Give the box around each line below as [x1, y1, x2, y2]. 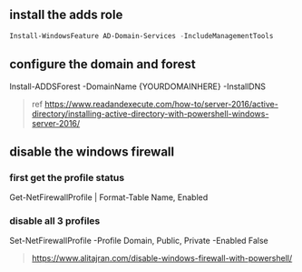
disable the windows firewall [9, 144, 175, 159]
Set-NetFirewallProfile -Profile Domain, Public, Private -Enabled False [9, 236, 269, 247]
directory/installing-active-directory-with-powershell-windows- [31, 108, 269, 119]
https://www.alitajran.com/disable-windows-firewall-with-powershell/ [31, 253, 293, 264]
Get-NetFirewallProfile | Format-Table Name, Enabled [9, 192, 209, 203]
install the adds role [9, 7, 123, 23]
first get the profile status [9, 171, 125, 184]
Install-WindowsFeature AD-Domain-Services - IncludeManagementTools [9, 31, 274, 40]
